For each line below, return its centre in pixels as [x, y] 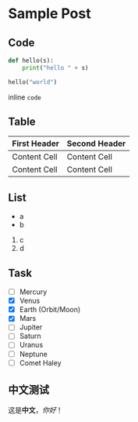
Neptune [34, 354]
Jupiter [31, 327]
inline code [25, 97]
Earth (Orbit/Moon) [50, 310]
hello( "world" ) [33, 82]
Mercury [33, 292]
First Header [36, 144]
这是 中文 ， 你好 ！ [35, 410]
